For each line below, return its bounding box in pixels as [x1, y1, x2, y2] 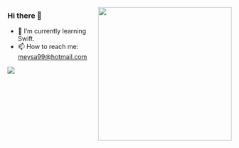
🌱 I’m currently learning [17, 27, 87, 36]
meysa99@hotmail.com [17, 53, 87, 61]
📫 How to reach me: [17, 43, 79, 51]
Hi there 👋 [7, 11, 43, 21]
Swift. [17, 34, 35, 43]
